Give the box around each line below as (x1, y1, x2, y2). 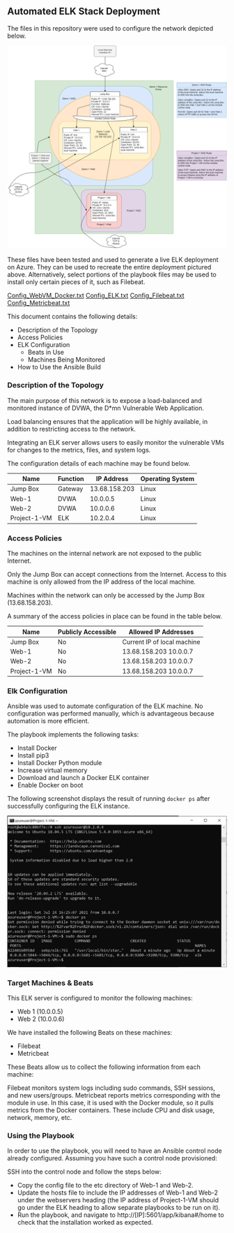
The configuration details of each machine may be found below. (7, 459, 190, 467)
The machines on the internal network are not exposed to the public (7, 549, 202, 558)
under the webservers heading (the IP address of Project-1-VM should (17, 1196, 219, 1204)
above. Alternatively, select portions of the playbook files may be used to (7, 270, 217, 279)
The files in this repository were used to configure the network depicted (7, 24, 214, 32)
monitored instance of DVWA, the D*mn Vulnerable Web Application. (7, 404, 204, 412)
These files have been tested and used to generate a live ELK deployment (7, 256, 219, 264)
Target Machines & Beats (7, 977, 94, 987)
